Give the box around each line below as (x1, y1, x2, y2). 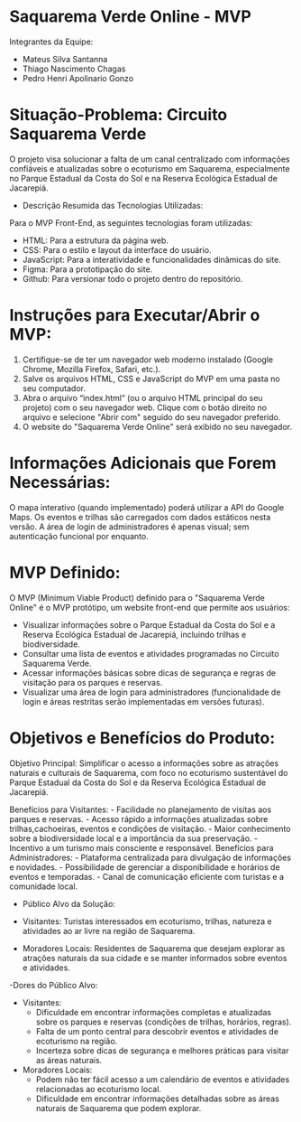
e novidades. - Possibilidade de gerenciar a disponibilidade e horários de (9, 861, 281, 873)
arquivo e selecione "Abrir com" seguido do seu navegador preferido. (22, 411, 281, 422)
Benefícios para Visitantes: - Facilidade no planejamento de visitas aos (9, 804, 272, 815)
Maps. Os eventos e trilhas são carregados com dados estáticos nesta (9, 511, 271, 522)
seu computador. (22, 382, 86, 394)
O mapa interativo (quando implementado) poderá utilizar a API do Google (9, 501, 285, 512)
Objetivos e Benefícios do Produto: (9, 727, 276, 748)
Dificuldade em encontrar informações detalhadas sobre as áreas (35, 1093, 279, 1104)
